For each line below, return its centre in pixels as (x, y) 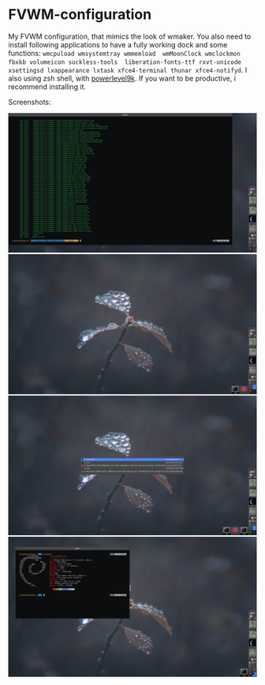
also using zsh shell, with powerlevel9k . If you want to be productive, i (122, 78)
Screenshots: (30, 102)
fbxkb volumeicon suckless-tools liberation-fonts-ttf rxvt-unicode (125, 62)
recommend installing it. (47, 86)
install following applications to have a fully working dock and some (118, 44)
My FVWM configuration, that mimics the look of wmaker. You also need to (130, 36)
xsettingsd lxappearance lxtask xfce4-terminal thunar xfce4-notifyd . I (128, 69)
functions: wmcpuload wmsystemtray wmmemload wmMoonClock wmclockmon (124, 53)
